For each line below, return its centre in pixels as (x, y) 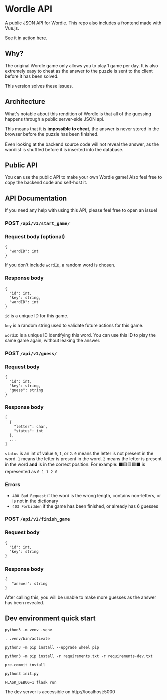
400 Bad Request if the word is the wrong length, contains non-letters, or (87, 495)
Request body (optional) (35, 237)
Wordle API (29, 9)
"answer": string (30, 584)
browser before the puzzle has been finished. (52, 134)
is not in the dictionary (35, 501)
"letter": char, (31, 427)
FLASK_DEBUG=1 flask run (31, 682)
